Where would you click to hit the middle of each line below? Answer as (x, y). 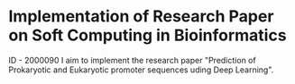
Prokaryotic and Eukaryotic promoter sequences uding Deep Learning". (141, 70)
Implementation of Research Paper (141, 17)
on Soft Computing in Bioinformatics (147, 35)
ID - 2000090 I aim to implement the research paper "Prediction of (132, 60)
